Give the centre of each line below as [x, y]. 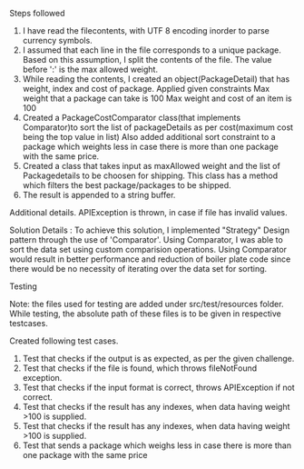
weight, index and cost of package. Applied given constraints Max [146, 89]
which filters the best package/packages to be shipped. [127, 185]
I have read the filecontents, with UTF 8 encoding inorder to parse [146, 30]
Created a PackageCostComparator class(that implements [132, 118]
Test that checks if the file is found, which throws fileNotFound [140, 368]
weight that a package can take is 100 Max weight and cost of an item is [157, 98]
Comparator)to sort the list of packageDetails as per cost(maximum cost [157, 127]
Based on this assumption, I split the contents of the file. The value [147, 60]
